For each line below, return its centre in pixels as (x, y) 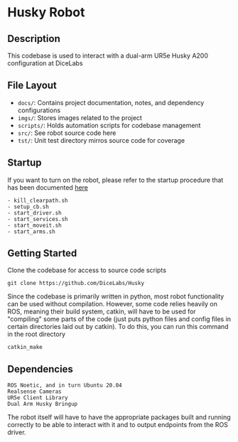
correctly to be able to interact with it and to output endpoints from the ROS (118, 425)
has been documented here (48, 187)
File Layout (32, 86)
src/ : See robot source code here (67, 133)
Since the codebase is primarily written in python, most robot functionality (116, 296)
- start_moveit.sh (34, 225)
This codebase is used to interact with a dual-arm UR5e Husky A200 (108, 55)
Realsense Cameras (34, 392)
